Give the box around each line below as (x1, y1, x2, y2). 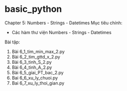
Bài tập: (4, 39, 20, 45)
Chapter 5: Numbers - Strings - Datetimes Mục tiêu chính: (4, 20, 123, 26)
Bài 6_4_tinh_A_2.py (11, 64, 52, 70)
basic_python (4, 3, 62, 15)
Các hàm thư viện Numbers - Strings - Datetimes (11, 29, 112, 35)
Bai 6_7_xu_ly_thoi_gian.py (11, 80, 65, 86)
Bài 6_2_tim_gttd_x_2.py (11, 53, 60, 60)
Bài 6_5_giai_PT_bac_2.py (11, 69, 64, 75)
